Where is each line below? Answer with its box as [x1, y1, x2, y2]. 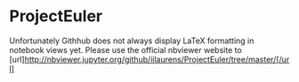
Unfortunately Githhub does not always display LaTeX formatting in [9, 35, 255, 46]
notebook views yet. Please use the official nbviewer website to [9, 44, 242, 55]
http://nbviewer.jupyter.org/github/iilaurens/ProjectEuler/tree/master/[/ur [24, 54, 290, 64]
